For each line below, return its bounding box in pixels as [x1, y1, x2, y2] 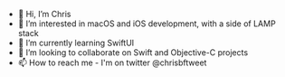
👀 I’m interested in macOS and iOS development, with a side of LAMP [17, 18, 276, 29]
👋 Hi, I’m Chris [17, 9, 71, 19]
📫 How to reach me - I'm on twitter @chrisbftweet [17, 57, 207, 68]
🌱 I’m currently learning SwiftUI [17, 37, 135, 48]
